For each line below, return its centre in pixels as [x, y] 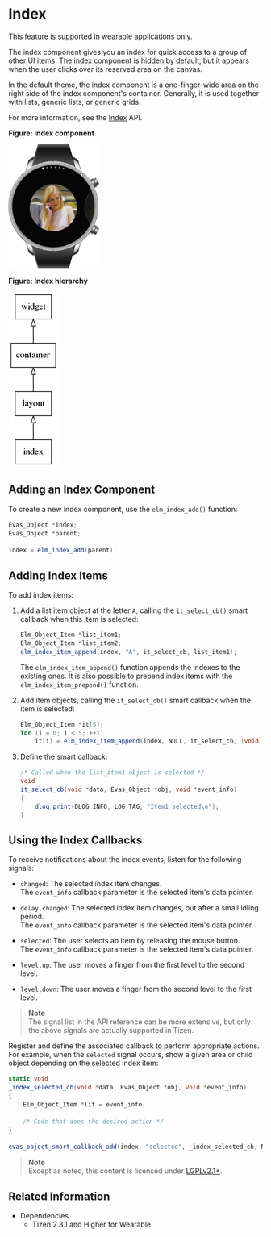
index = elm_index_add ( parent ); [63, 550]
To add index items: [41, 595]
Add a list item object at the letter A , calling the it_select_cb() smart [134, 610]
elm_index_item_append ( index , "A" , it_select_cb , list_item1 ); [129, 652]
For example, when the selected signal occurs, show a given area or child [131, 1055]
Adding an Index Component [82, 490]
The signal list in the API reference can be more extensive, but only [140, 1022]
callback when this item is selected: [79, 619]
